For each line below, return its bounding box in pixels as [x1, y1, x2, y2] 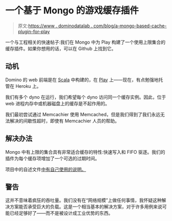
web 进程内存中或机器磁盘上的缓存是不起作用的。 [5, 100, 110, 106]
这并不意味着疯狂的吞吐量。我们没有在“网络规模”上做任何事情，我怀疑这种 [5, 197, 162, 204]
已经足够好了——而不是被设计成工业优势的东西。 [9, 210, 113, 216]
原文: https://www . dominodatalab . [17, 23, 93, 29]
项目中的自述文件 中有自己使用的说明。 [5, 166, 86, 172]
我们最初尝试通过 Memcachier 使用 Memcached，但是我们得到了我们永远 [5, 111, 161, 117]
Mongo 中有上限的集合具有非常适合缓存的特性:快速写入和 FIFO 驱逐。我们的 [5, 149, 165, 155]
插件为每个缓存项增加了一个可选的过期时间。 [5, 155, 100, 161]
